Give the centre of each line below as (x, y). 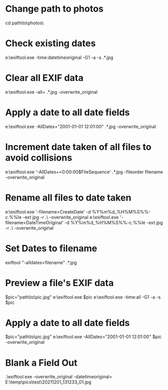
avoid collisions (39, 157)
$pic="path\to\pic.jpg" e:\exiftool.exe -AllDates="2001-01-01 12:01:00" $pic (83, 337)
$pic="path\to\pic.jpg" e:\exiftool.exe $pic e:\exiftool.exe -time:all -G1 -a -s (83, 297)
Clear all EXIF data (44, 78)
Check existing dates (51, 43)
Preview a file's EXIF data (59, 283)
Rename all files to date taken (68, 198)
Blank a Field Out (41, 363)
